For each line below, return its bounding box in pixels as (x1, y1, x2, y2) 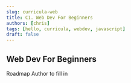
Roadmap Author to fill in (6, 70, 68, 77)
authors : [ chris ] (6, 20, 50, 26)
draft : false (6, 32, 39, 38)
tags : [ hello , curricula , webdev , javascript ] (6, 25, 126, 32)
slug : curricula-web (6, 8, 59, 15)
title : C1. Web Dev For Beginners (6, 15, 94, 21)
